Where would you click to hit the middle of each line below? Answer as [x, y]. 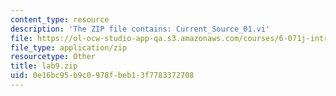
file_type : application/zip [69, 47]
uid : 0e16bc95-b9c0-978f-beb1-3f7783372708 [102, 76]
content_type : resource [60, 19]
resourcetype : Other [53, 57]
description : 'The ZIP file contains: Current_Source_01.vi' [140, 29]
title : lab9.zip [44, 66]
